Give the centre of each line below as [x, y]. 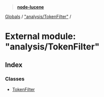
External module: [41, 36]
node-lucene [30, 7]
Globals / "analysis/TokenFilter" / [38, 16]
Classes [15, 79]
